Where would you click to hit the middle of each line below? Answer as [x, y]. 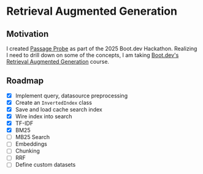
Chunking [27, 151]
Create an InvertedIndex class [53, 102]
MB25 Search [33, 137]
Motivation [28, 34]
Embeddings [31, 144]
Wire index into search [44, 116]
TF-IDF [24, 123]
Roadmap [25, 81]
